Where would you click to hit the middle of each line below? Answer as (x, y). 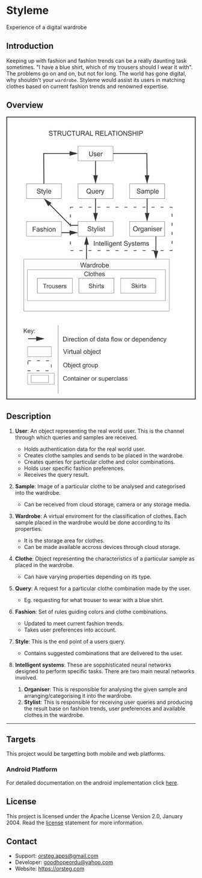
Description (29, 416)
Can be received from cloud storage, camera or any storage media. (107, 504)
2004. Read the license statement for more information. (75, 823)
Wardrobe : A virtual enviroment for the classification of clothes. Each (101, 516)
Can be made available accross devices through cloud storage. (102, 547)
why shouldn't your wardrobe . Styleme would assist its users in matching (96, 80)
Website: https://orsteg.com (50, 869)
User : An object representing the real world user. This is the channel (99, 431)
